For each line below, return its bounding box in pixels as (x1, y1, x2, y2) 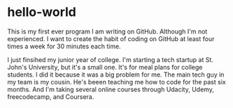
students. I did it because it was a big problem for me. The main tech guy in (7, 70, 225, 79)
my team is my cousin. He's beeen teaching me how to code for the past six (7, 77, 226, 86)
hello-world (7, 4, 77, 20)
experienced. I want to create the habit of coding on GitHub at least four (7, 34, 215, 43)
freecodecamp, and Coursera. (7, 92, 94, 101)
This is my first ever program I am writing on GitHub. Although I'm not (7, 27, 208, 36)
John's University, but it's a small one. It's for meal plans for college (7, 63, 203, 71)
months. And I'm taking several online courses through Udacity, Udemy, (7, 85, 215, 93)
